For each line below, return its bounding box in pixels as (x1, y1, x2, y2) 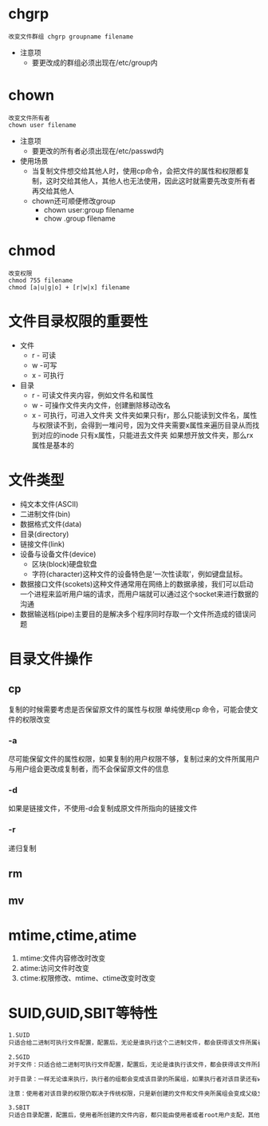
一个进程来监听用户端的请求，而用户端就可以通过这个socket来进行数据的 (19, 589, 259, 599)
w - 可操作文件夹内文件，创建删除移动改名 (31, 400, 171, 410)
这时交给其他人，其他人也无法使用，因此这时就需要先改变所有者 (45, 176, 256, 185)
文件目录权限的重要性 (8, 312, 149, 330)
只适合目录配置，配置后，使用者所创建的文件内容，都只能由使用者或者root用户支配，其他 (8, 1112, 261, 1120)
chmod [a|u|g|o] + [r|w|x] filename (8, 283, 130, 292)
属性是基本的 (31, 440, 74, 450)
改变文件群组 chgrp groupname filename (8, 33, 134, 41)
